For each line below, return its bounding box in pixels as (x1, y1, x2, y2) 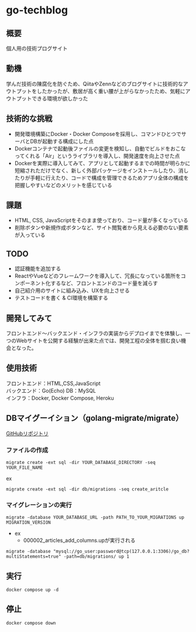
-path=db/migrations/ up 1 (63, 554, 130, 559)
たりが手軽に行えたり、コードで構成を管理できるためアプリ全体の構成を (14, 174, 189, 181)
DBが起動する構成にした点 (30, 138, 94, 145)
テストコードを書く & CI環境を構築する (14, 294, 108, 301)
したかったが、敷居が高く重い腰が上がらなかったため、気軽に (36, 87, 185, 94)
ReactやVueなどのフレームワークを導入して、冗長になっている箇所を (14, 273, 181, 280)
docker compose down (6, 620, 57, 626)
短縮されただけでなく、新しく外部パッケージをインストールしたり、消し (14, 167, 189, 174)
